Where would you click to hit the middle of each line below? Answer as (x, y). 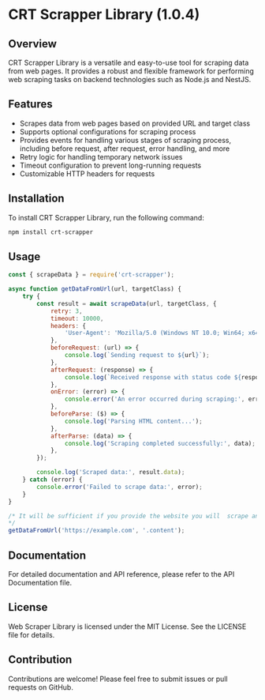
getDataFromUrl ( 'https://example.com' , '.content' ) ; (97, 531)
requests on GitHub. (41, 687)
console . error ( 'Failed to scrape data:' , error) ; (119, 487)
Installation (36, 199)
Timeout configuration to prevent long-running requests (110, 165)
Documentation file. (40, 583)
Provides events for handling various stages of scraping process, (125, 140)
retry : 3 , (66, 311)
